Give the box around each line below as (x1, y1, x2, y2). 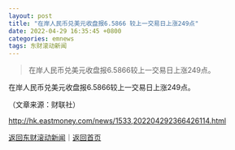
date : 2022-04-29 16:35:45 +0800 (8, 27, 122, 35)
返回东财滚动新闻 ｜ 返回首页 (8, 133, 102, 143)
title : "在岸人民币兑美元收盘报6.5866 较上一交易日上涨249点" (8, 19, 199, 28)
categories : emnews (8, 34, 75, 43)
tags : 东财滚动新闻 (8, 42, 67, 50)
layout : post (8, 11, 53, 20)
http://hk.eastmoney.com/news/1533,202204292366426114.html (8, 116, 227, 126)
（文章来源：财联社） (8, 100, 80, 109)
